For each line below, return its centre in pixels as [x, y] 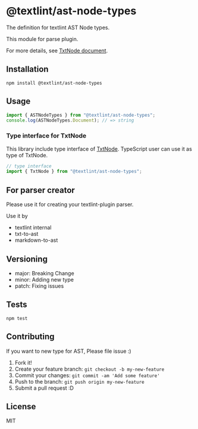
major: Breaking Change [44, 273]
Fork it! [23, 362]
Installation [27, 69]
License [21, 407]
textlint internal [33, 228]
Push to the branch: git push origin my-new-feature [79, 381]
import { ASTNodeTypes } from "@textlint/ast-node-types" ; [81, 115]
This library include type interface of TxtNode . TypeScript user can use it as [99, 149]
